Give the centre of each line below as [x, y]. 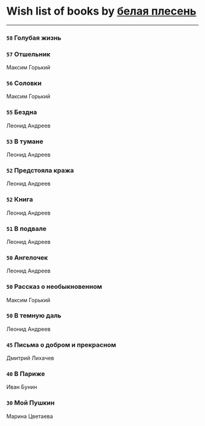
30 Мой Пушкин [31, 403]
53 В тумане [25, 141]
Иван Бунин [22, 387]
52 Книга [20, 199]
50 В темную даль [34, 316]
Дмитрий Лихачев [30, 358]
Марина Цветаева [30, 416]
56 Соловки [24, 83]
